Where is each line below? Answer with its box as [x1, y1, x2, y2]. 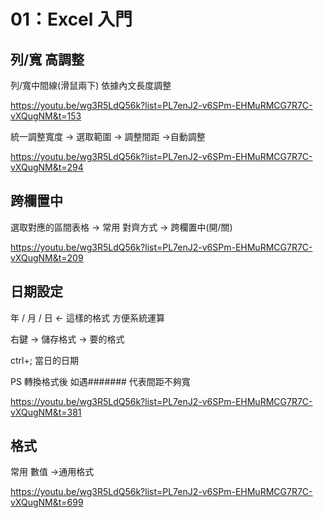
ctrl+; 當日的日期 [10, 354, 79, 366]
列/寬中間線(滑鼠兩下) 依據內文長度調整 [10, 80, 172, 91]
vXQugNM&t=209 [10, 251, 84, 264]
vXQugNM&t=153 [10, 110, 82, 122]
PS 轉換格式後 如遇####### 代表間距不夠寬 [10, 375, 191, 387]
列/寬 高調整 [10, 51, 85, 68]
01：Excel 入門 [10, 8, 133, 31]
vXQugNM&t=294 [10, 161, 84, 173]
